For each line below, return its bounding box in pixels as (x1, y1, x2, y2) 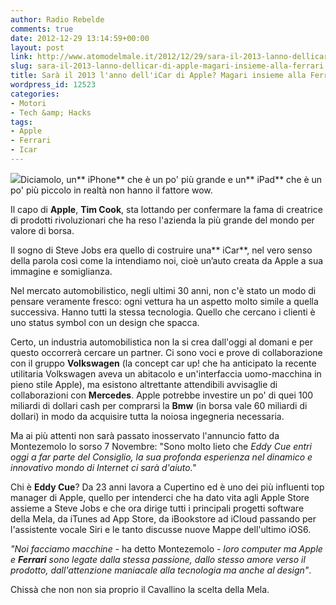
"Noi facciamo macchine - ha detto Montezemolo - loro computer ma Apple (10, 542, 323, 555)
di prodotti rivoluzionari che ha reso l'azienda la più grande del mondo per (10, 214, 315, 226)
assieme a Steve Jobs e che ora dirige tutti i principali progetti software (10, 502, 305, 514)
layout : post (10, 42, 65, 53)
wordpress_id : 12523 (10, 80, 97, 90)
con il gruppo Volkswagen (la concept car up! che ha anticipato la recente (10, 357, 317, 369)
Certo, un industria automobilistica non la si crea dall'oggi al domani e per (10, 336, 313, 348)
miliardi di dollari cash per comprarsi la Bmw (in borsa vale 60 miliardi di (10, 399, 308, 411)
